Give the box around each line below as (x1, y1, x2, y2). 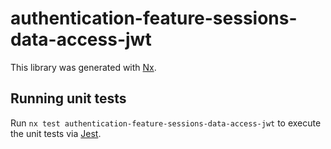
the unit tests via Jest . (10, 127, 102, 139)
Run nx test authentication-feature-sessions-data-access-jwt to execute (10, 117, 322, 129)
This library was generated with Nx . (10, 61, 157, 73)
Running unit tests (10, 90, 127, 107)
